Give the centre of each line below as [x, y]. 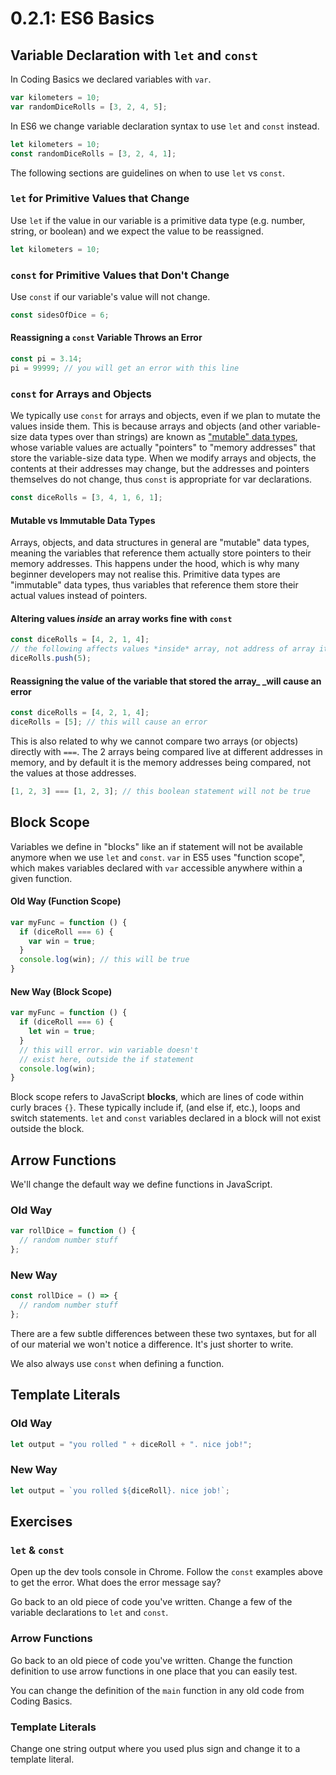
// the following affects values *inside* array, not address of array [162, 649]
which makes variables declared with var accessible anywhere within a [156, 868]
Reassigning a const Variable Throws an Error [106, 338]
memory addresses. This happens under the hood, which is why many [155, 564]
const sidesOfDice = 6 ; [60, 315]
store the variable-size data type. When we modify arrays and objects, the [163, 458]
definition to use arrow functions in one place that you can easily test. [154, 1671]
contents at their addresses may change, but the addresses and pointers [160, 469]
